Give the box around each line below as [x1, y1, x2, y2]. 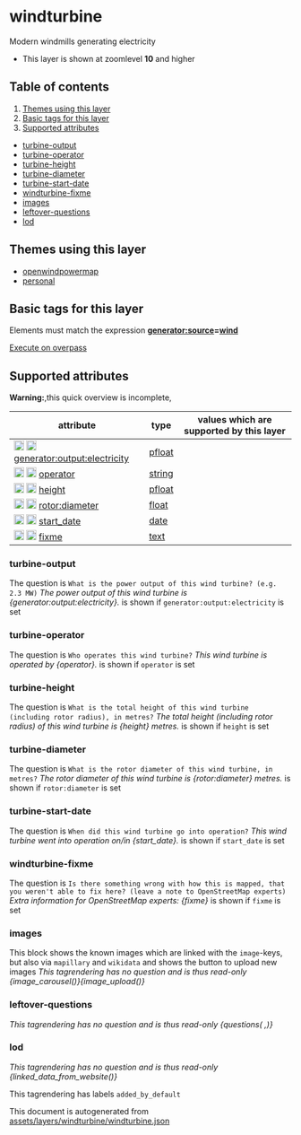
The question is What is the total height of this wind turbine [9, 702, 249, 712]
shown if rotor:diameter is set [9, 782, 122, 793]
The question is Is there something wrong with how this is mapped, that [9, 877, 285, 888]
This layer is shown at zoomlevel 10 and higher [21, 53, 195, 64]
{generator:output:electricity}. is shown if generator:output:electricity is [9, 597, 285, 607]
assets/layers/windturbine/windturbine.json [9, 1115, 170, 1126]
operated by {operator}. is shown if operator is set [9, 659, 195, 669]
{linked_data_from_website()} [9, 1070, 118, 1082]
